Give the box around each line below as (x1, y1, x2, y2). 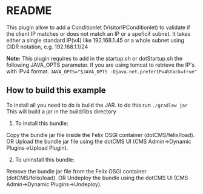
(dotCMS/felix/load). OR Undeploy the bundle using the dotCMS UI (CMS (6, 174, 188, 181)
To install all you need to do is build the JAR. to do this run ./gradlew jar (6, 101, 188, 109)
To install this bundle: (15, 119, 68, 127)
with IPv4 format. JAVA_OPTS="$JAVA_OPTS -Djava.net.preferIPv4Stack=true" (6, 67, 198, 75)
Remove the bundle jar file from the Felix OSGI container (6, 167, 147, 175)
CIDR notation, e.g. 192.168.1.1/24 (6, 43, 88, 50)
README (6, 4, 52, 18)
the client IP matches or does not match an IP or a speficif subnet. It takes (6, 30, 191, 37)
